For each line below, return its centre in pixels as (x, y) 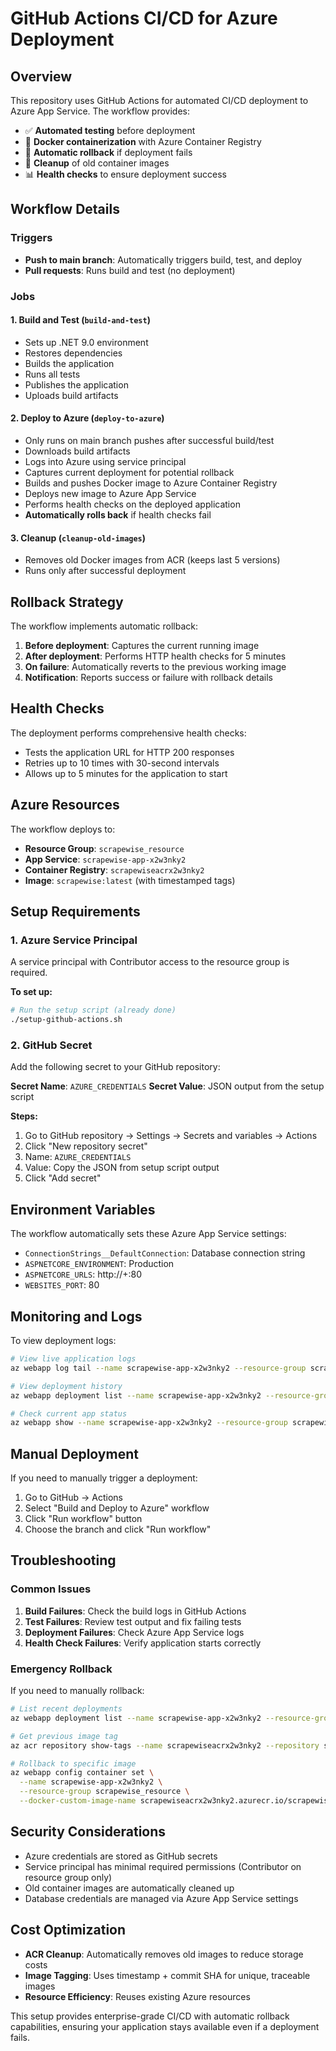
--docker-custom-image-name (78, 1801)
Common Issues (51, 1589)
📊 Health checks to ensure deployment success (126, 174)
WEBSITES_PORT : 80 (62, 1285)
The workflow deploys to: (63, 829)
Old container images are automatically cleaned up (129, 1888)
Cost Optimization (68, 1930)
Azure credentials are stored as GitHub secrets (121, 1856)
